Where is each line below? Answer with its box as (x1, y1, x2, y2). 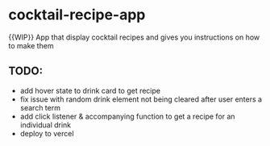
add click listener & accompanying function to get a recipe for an (19, 111, 235, 121)
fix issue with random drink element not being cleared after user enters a (19, 94, 263, 104)
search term (19, 102, 60, 112)
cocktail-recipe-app (8, 6, 146, 24)
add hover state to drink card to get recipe (19, 86, 161, 95)
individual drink (19, 119, 72, 130)
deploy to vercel (19, 128, 74, 138)
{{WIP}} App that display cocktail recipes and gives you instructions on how (8, 32, 260, 42)
